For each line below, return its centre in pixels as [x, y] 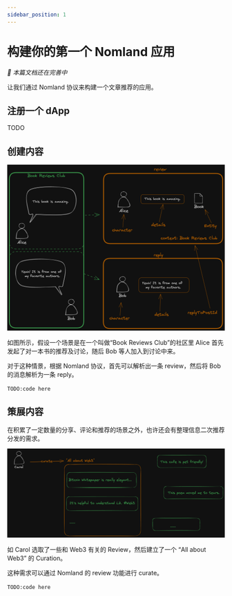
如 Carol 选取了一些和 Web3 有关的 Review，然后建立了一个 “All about [107, 550]
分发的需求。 [25, 438]
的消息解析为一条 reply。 [42, 375]
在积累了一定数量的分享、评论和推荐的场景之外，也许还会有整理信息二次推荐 [116, 429]
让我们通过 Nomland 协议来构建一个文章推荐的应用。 [82, 87]
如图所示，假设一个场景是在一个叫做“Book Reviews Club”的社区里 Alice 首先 [116, 343]
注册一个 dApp [39, 111]
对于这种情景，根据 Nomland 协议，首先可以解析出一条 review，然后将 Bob [114, 366]
